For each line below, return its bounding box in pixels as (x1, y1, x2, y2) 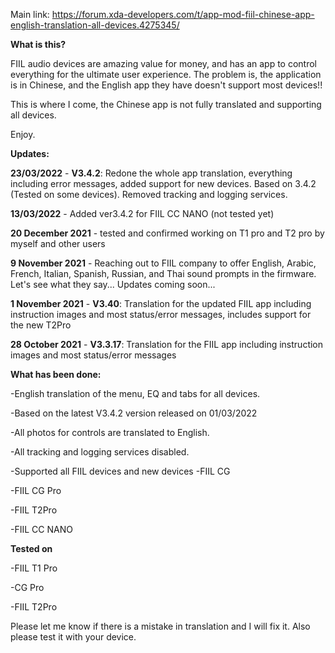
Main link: (10, 9, 50, 20)
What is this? (10, 39, 67, 50)
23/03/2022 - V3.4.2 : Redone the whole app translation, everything (10, 167, 293, 179)
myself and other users (10, 238, 106, 249)
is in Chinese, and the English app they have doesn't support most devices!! (10, 79, 323, 91)
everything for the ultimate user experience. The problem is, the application (10, 69, 322, 80)
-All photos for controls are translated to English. (10, 427, 210, 438)
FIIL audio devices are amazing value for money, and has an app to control (10, 58, 317, 69)
